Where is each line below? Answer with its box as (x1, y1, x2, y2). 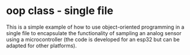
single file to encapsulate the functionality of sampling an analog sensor (6, 29, 182, 36)
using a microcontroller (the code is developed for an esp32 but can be (6, 36, 180, 43)
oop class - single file (6, 4, 114, 18)
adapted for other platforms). (6, 42, 77, 49)
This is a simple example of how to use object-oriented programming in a (6, 23, 185, 30)
